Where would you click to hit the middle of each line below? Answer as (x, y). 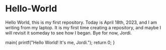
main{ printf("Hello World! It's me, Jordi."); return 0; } (60, 42)
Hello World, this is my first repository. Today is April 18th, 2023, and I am (81, 22)
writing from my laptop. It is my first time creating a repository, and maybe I (83, 27)
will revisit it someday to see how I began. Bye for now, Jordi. (69, 33)
